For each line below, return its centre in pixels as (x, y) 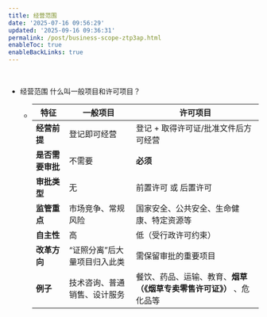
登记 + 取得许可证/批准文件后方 (194, 128)
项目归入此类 (101, 262)
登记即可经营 (93, 134)
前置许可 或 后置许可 (174, 187)
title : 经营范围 (33, 15)
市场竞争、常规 (97, 208)
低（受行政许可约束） (176, 235)
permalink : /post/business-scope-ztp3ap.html (85, 38)
